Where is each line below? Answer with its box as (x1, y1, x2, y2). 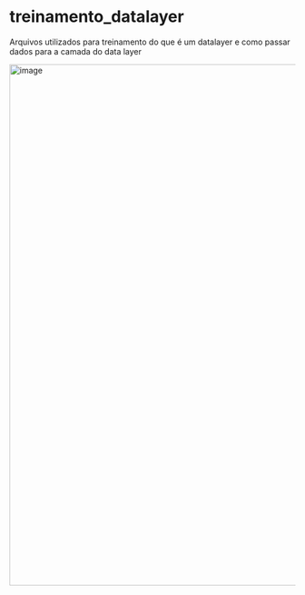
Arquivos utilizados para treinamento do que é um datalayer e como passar (9, 36, 290, 47)
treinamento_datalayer (9, 6, 184, 27)
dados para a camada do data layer (9, 45, 143, 56)
